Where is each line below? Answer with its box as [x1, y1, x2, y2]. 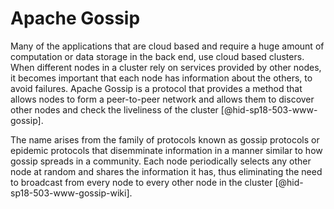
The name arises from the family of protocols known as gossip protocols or [10, 133, 320, 146]
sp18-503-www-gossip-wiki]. [10, 187, 133, 199]
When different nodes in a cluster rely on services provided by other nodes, [10, 61, 322, 73]
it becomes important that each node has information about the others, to [10, 72, 313, 84]
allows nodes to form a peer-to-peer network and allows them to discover [10, 93, 315, 105]
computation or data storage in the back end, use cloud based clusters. [10, 50, 305, 62]
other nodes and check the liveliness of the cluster [10, 103, 219, 116]
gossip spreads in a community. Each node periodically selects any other [10, 155, 312, 167]
